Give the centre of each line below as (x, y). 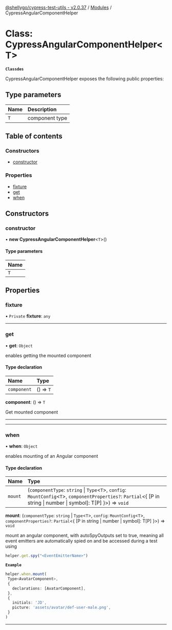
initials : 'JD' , (29, 603)
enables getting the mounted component (48, 355)
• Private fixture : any (28, 316)
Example (14, 565)
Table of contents (34, 136)
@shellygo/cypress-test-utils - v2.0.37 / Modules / (59, 7)
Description (42, 109)
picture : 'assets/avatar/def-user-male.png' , (61, 608)
